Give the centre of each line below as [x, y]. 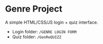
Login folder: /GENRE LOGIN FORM [44, 31]
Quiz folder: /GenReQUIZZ [37, 37]
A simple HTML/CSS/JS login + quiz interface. [51, 22]
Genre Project [34, 9]
